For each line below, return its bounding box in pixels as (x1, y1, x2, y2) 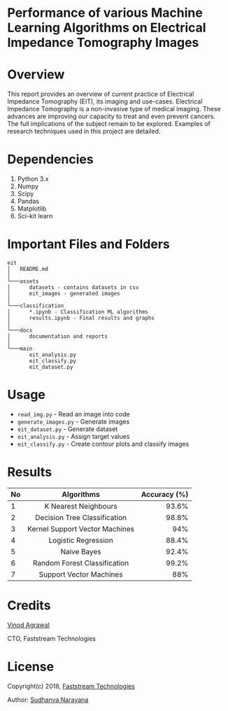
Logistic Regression (48, 535, 113, 545)
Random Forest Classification (32, 558, 129, 568)
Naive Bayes (60, 547, 101, 556)
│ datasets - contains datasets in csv (7, 284, 139, 291)
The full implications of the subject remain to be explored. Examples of (7, 120, 211, 128)
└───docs (7, 327, 33, 334)
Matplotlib (17, 204, 47, 213)
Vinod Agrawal (7, 621, 50, 629)
